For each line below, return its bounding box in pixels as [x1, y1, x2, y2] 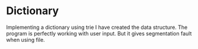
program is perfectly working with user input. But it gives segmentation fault [6, 30, 192, 37]
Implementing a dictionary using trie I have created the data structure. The [6, 24, 188, 31]
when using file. [6, 36, 46, 43]
